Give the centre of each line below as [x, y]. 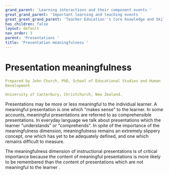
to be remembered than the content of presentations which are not [74, 162]
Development [18, 85]
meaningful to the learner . [33, 167]
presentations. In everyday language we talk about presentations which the [83, 120]
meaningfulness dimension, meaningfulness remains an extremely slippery [83, 131]
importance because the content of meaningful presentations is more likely [83, 157]
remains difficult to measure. [35, 142]
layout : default [22, 29]
